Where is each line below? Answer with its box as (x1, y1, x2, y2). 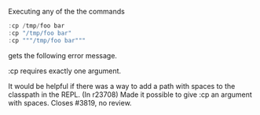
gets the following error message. (8, 50, 118, 60)
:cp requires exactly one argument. (8, 66, 122, 76)
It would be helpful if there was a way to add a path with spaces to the (8, 81, 236, 91)
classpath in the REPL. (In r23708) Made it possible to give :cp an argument (8, 90, 253, 99)
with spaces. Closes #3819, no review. (8, 98, 132, 107)
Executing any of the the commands (8, 7, 126, 16)
